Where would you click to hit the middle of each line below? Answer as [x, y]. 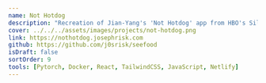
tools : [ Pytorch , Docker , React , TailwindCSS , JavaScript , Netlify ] [123, 67]
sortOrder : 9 [30, 60]
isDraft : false [33, 52]
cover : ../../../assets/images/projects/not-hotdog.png [102, 30]
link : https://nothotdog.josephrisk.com [76, 38]
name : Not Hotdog [37, 15]
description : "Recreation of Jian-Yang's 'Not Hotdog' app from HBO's [127, 23]
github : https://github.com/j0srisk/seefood [83, 45]
